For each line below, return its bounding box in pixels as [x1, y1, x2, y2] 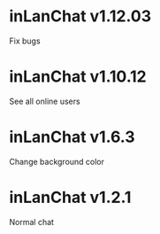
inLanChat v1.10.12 [9, 66, 148, 87]
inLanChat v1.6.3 [9, 127, 135, 147]
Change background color [9, 156, 104, 167]
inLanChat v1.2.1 [9, 188, 132, 207]
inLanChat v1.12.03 [9, 6, 152, 27]
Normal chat [9, 216, 55, 227]
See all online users [9, 96, 81, 106]
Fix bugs [9, 35, 42, 46]
